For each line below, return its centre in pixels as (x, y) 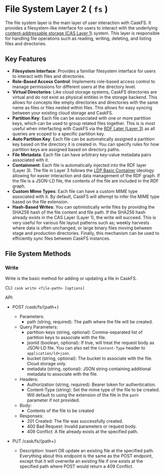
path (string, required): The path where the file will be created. (90, 322)
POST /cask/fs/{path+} (35, 307)
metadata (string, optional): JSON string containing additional (89, 369)
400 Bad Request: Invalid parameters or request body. (82, 426)
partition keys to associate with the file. (67, 338)
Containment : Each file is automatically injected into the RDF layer (79, 165)
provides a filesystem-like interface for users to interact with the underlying (82, 28)
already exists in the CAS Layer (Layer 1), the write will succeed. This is (84, 217)
